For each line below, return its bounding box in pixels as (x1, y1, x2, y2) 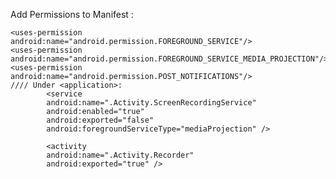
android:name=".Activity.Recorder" (46, 150, 195, 160)
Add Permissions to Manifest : (10, 9, 134, 20)
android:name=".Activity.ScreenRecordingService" (46, 98, 257, 108)
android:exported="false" (46, 115, 155, 125)
